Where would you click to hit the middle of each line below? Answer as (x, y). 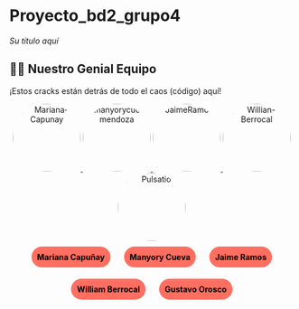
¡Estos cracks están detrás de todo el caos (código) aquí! (116, 90)
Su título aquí (34, 41)
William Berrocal (108, 289)
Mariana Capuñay (71, 257)
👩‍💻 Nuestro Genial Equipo (83, 69)
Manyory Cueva (160, 257)
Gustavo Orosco (196, 289)
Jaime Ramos (241, 257)
